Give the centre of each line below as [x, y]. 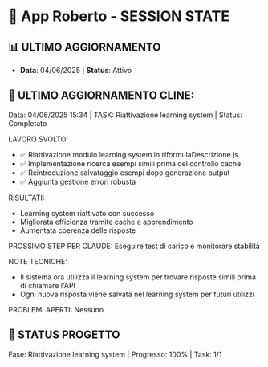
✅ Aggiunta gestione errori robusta [78, 181]
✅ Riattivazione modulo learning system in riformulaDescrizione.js [129, 154]
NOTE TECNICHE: [38, 261]
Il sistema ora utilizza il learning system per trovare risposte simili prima [138, 277]
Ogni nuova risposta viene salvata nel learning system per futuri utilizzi [137, 294]
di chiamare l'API [48, 285]
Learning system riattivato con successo [87, 213]
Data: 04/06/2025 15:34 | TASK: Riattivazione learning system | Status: [125, 115]
